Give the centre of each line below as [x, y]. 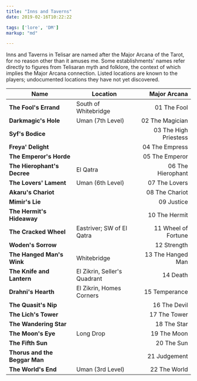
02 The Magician [164, 121]
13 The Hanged [166, 255]
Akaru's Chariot [32, 193]
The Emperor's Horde [40, 157]
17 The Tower [169, 315]
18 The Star [171, 324]
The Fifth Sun [28, 343]
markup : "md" [22, 33]
